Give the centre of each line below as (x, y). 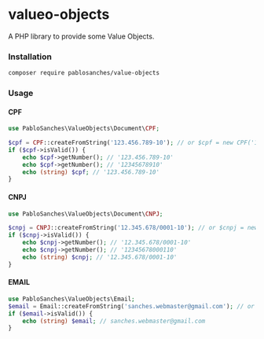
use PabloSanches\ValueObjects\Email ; (71, 299)
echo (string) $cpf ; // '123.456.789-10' (91, 172)
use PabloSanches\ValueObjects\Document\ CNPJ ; (86, 214)
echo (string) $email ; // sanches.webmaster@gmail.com (114, 321)
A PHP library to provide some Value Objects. (81, 36)
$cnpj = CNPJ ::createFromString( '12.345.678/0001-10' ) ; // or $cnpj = (126, 228)
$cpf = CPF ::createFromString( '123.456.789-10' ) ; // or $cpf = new (121, 143)
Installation (30, 57)
